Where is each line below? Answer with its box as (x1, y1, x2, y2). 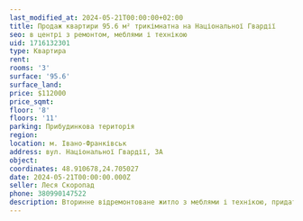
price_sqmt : (9, 97, 54, 106)
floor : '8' (9, 106, 50, 115)
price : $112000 (9, 88, 67, 97)
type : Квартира (9, 47, 67, 56)
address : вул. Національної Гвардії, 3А (9, 147, 164, 156)
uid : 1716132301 (9, 38, 70, 48)
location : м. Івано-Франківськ (9, 139, 127, 148)
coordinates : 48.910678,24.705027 (9, 164, 140, 173)
